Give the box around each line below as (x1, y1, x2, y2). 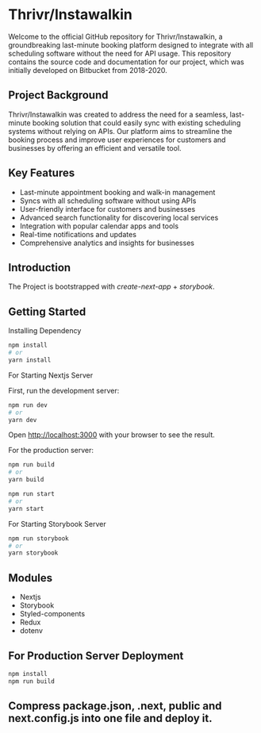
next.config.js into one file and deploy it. (8, 712, 213, 725)
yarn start (8, 505, 44, 512)
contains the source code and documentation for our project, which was (8, 57, 244, 67)
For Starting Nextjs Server (8, 370, 94, 380)
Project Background (8, 89, 109, 102)
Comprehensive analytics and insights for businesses (19, 238, 194, 248)
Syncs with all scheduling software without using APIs (19, 196, 197, 205)
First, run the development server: (8, 386, 120, 395)
